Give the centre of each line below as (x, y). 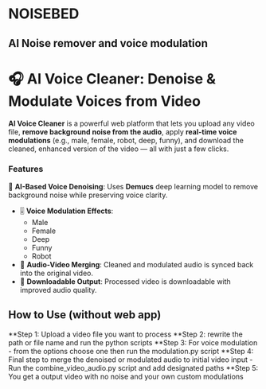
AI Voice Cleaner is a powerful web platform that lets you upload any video (131, 123)
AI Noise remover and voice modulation (108, 43)
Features (26, 169)
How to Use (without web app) (85, 315)
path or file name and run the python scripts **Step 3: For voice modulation (133, 342)
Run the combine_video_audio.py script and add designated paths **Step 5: (133, 368)
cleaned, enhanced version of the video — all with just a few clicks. (119, 149)
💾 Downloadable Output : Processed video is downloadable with (125, 281)
